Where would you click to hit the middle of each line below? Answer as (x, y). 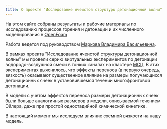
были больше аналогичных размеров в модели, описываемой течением (83, 101)
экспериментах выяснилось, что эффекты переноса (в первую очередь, (83, 70)
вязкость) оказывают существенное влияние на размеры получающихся (84, 75)
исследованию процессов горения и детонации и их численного (75, 29)
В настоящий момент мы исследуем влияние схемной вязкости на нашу (83, 116)
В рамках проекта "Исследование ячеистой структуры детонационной (81, 54)
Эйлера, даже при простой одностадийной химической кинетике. (76, 106)
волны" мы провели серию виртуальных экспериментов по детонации (81, 59)
